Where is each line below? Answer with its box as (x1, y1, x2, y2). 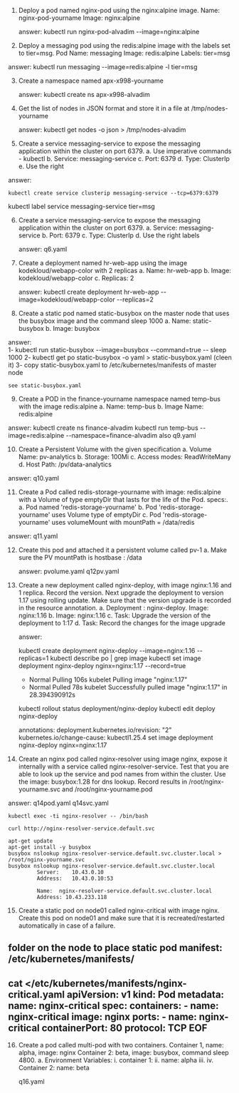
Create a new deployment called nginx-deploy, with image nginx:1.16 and (18, 581, 232, 589)
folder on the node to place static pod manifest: (8, 942, 223, 954)
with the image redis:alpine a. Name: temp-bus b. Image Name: (18, 402, 204, 411)
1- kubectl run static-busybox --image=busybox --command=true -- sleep (8, 346, 227, 354)
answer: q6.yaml (18, 245, 68, 253)
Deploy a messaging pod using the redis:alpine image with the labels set (18, 41, 230, 49)
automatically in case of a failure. (18, 921, 116, 930)
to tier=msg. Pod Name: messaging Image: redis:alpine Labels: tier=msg (18, 49, 230, 57)
